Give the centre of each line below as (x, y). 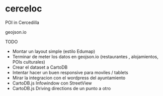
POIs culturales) (29, 62)
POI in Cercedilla (22, 22)
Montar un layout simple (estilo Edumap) (54, 51)
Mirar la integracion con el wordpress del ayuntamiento (69, 78)
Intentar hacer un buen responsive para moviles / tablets (70, 72)
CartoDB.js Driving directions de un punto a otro (61, 88)
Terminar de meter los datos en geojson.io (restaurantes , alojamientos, (85, 56)
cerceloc (24, 9)
